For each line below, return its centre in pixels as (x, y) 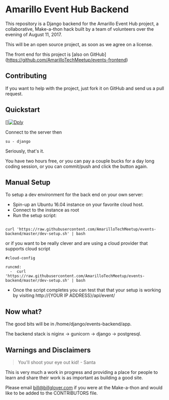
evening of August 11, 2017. (34, 34)
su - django (18, 141)
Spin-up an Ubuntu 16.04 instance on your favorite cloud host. (78, 205)
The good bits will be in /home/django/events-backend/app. (68, 324)
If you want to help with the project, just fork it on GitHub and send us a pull (85, 88)
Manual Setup (28, 182)
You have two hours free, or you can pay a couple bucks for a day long (80, 161)
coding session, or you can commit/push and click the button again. (77, 166)
